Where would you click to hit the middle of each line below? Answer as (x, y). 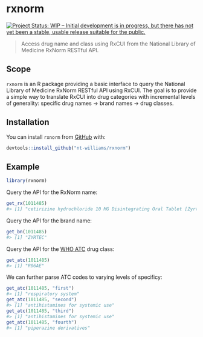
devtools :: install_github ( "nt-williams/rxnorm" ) (69, 148)
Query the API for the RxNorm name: (52, 192)
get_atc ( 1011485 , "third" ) (40, 311)
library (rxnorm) (27, 181)
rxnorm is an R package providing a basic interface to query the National (96, 84)
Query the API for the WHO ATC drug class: (60, 249)
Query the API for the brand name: (49, 221)
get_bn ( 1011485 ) (27, 232)
